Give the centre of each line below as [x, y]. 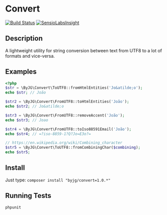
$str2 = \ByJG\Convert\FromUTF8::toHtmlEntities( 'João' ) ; [67, 102]
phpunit [13, 207]
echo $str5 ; [18, 152]
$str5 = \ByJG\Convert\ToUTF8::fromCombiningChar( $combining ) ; [73, 148]
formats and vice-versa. [30, 56]
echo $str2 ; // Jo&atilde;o [35, 106]
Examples [21, 72]
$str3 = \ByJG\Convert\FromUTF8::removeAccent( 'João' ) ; [65, 115]
